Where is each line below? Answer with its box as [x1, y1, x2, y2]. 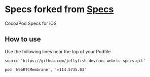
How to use [5, 35, 41, 44]
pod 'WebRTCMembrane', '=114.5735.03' [5, 67, 87, 72]
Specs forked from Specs [5, 4, 114, 15]
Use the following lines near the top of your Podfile [5, 48, 111, 54]
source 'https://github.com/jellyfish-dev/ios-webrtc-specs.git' [5, 58, 145, 63]
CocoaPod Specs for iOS [5, 20, 57, 26]
